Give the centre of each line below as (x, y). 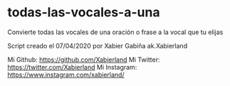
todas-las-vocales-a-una (84, 12)
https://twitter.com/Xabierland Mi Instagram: (72, 67)
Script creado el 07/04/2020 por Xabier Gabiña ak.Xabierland (97, 45)
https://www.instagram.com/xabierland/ (66, 75)
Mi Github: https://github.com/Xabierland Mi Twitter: (84, 59)
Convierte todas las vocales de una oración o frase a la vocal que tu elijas (115, 32)
